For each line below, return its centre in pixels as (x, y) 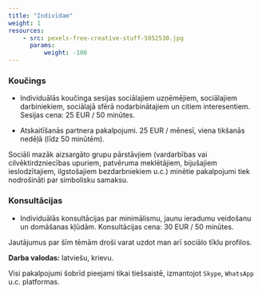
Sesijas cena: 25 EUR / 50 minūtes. (77, 115)
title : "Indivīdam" (41, 16)
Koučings (27, 81)
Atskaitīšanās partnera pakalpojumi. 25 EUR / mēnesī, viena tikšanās (132, 131)
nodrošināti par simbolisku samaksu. (69, 180)
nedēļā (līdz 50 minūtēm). (62, 139)
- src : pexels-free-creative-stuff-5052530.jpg (103, 38)
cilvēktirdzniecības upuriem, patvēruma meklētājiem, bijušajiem (113, 163)
